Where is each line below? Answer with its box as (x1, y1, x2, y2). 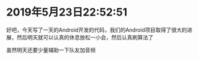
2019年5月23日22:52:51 (6, 5, 128, 19)
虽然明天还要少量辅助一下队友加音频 (6, 46, 96, 54)
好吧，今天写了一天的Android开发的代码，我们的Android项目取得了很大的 (6, 26, 187, 33)
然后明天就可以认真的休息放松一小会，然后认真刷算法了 (16, 33, 154, 41)
